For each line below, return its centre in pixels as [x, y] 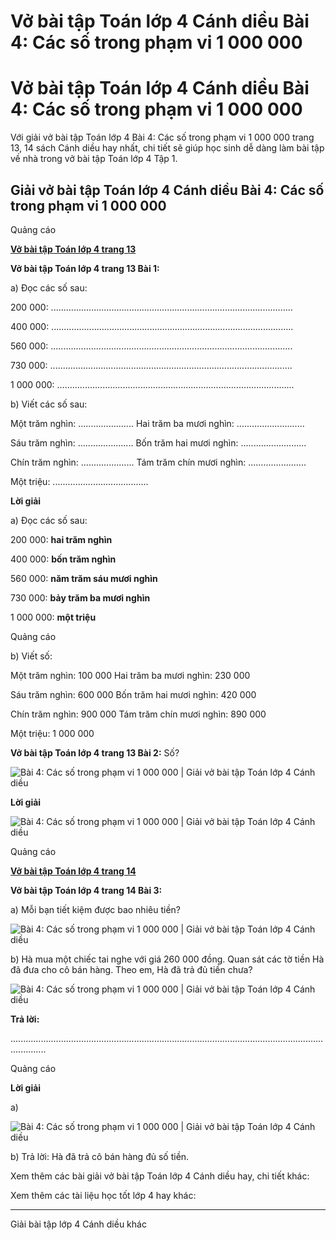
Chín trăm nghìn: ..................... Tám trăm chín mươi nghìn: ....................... [158, 462]
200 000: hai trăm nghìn [61, 539]
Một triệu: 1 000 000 [52, 733]
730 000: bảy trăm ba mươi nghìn [80, 597]
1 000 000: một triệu [53, 617]
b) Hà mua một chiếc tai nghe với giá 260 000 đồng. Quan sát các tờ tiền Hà [167, 959]
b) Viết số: [31, 656]
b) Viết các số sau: [49, 404]
